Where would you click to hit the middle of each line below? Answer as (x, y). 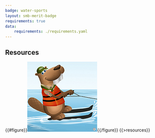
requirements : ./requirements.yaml (51, 32)
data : (11, 26)
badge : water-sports (27, 10)
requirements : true (25, 21)
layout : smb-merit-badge (31, 16)
